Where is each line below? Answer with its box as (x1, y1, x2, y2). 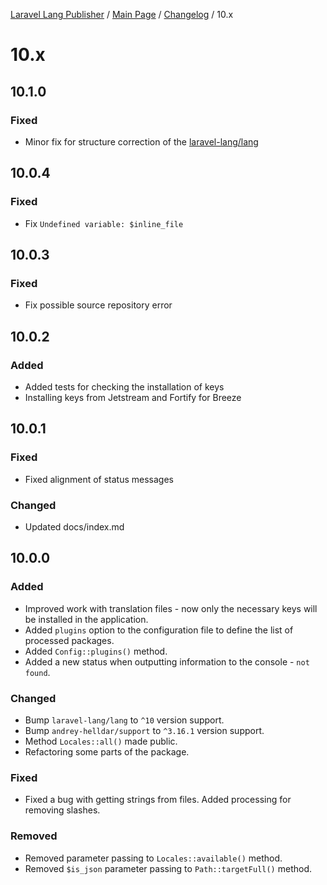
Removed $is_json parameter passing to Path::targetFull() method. (24, 862, 312, 874)
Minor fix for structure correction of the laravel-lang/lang (24, 135, 259, 148)
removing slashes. (24, 804, 101, 816)
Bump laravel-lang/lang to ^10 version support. (24, 714, 225, 726)
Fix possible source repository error (24, 299, 173, 311)
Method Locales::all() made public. (24, 735, 178, 747)
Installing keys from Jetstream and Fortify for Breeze (24, 391, 242, 403)
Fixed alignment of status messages (24, 473, 174, 485)
